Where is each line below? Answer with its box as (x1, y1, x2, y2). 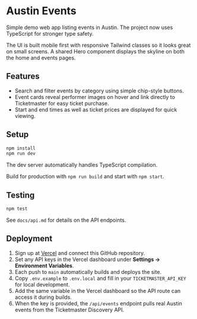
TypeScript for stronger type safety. (6, 30, 94, 37)
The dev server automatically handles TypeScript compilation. (6, 161, 158, 168)
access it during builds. (14, 294, 72, 301)
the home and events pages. (6, 54, 76, 61)
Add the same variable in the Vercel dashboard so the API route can (14, 287, 181, 294)
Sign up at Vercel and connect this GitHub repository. (14, 249, 145, 256)
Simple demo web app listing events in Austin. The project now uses (6, 24, 173, 31)
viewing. (14, 112, 36, 119)
